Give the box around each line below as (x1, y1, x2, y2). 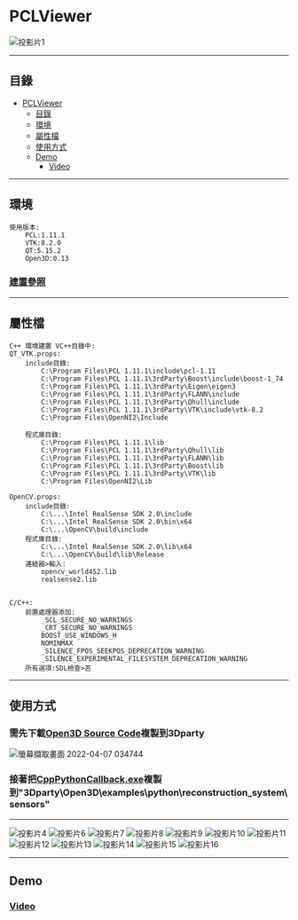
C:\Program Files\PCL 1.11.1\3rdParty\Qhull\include (41, 397, 240, 406)
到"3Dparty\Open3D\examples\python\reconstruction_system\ (9, 787, 288, 799)
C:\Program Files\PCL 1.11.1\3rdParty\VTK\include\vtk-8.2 (41, 405, 264, 414)
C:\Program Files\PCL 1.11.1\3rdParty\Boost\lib (41, 461, 224, 470)
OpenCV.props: (9, 492, 62, 501)
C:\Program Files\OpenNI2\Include (41, 413, 169, 422)
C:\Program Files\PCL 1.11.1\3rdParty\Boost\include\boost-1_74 (41, 374, 284, 383)
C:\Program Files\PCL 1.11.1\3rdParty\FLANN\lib (41, 453, 224, 462)
